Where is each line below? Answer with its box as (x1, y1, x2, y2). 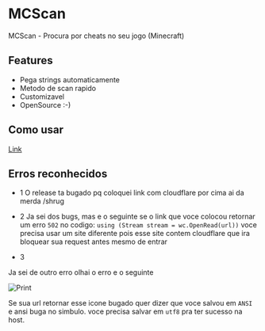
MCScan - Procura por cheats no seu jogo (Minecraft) (8, 31, 185, 40)
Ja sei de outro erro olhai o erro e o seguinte (8, 268, 154, 277)
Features (8, 54, 53, 67)
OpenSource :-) (19, 100, 71, 109)
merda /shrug (19, 196, 65, 206)
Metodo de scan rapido (19, 83, 97, 93)
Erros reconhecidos (8, 167, 108, 181)
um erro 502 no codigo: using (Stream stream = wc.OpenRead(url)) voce (19, 220, 258, 230)
